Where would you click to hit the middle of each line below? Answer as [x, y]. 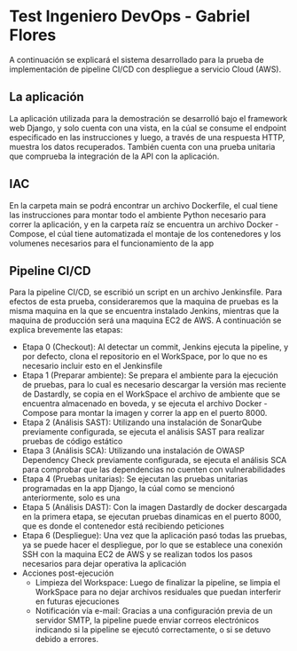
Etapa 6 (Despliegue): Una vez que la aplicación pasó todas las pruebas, [154, 536]
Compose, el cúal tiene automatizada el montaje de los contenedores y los [145, 233]
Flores [33, 35]
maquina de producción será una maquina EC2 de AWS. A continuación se [145, 320]
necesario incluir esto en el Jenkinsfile [92, 366]
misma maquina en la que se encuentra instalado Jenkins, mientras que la [144, 311]
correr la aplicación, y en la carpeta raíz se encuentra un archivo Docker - [144, 224]
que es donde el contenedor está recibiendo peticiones [123, 526]
